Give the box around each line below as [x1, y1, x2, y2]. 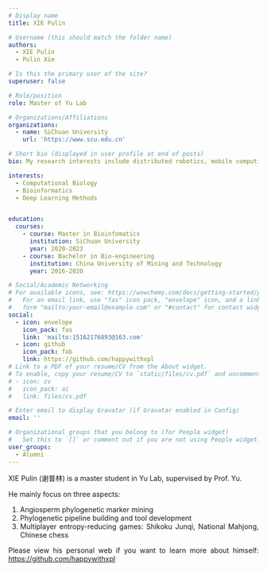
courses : [15, 223, 44, 231]
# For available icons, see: [8, 289, 105, 297]
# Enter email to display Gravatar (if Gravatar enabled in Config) [8, 406, 240, 414]
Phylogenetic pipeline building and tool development [19, 513, 192, 522]
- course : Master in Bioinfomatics [22, 230, 141, 239]
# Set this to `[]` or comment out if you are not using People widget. [8, 436, 261, 444]
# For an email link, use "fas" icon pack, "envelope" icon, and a [8, 296, 244, 305]
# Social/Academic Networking [8, 282, 109, 289]
